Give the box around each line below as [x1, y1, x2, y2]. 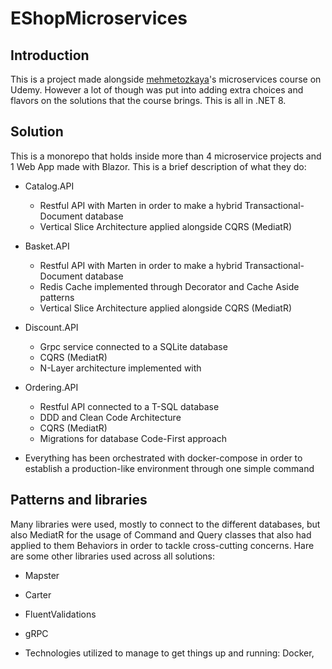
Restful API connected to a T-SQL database [39, 400, 220, 412]
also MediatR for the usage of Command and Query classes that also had [10, 528, 312, 541]
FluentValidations [24, 608, 97, 620]
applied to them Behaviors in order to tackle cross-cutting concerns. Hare [10, 539, 315, 551]
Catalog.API [24, 180, 75, 192]
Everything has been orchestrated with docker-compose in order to [24, 452, 303, 464]
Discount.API [24, 321, 79, 333]
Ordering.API [24, 381, 79, 393]
